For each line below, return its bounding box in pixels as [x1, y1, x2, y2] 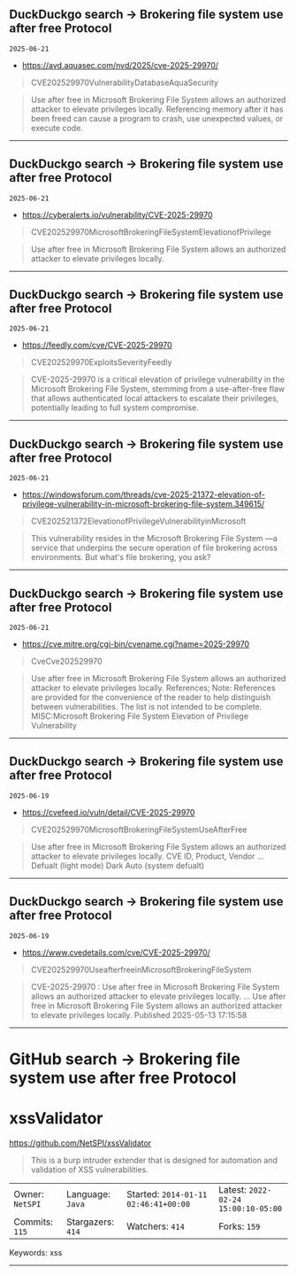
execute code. [30, 122, 84, 133]
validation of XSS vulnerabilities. [30, 1164, 148, 1175]
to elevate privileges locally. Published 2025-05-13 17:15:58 [30, 1009, 247, 1020]
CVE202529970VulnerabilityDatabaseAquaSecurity [30, 77, 219, 88]
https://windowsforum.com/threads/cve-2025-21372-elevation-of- [21, 489, 265, 500]
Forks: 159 [217, 1220, 261, 1232]
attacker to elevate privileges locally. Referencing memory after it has [30, 104, 284, 114]
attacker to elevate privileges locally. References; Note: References [30, 682, 276, 694]
